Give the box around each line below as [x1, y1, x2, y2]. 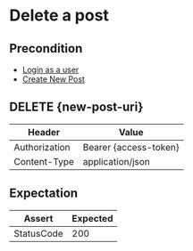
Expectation [9, 186, 79, 201]
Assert [23, 212, 54, 224]
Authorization [13, 141, 71, 153]
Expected [71, 212, 113, 224]
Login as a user [21, 64, 80, 75]
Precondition [9, 41, 83, 56]
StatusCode [13, 227, 64, 239]
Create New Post [21, 74, 85, 85]
